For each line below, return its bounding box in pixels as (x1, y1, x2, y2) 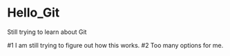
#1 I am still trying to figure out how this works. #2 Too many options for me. (7, 41, 224, 49)
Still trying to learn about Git (7, 28, 87, 36)
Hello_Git (7, 5, 60, 21)
